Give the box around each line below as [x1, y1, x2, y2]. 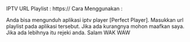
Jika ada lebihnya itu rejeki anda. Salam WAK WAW [6, 29, 131, 36]
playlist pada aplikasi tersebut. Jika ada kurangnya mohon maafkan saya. [6, 23, 185, 30]
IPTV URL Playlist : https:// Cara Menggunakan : [6, 5, 123, 12]
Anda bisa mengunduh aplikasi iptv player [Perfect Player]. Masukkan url [6, 17, 183, 23]
